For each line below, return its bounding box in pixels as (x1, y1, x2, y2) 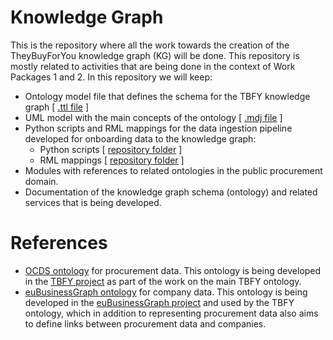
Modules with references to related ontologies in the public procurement (24, 164, 323, 176)
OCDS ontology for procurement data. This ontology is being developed (24, 264, 322, 276)
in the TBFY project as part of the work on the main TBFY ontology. (24, 275, 302, 287)
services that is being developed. (24, 196, 162, 208)
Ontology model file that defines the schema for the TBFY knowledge (24, 90, 311, 102)
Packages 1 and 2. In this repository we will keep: (10, 71, 213, 83)
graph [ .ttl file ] (24, 101, 90, 113)
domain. (24, 175, 59, 187)
